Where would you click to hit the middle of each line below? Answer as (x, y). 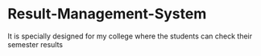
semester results (35, 44)
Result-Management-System (107, 14)
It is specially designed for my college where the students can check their (130, 36)
